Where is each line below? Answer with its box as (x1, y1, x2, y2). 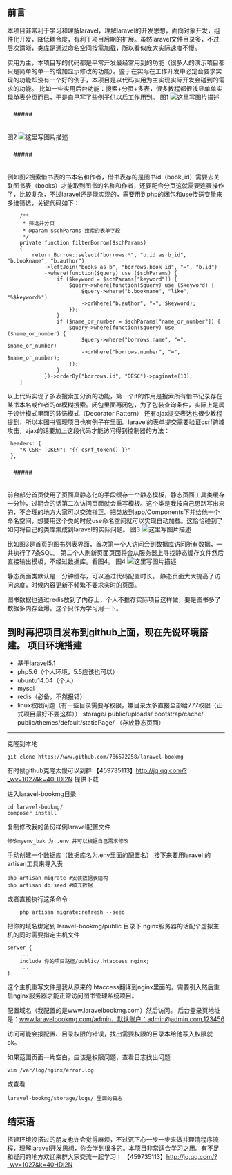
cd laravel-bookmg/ (7, 804, 64, 811)
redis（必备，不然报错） (17, 692, 86, 701)
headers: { (10, 441, 41, 448)
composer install (7, 810, 57, 817)
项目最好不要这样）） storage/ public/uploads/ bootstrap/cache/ (23, 709, 204, 718)
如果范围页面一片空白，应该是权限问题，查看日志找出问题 (7, 1053, 171, 1061)
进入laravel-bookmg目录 (7, 790, 77, 798)
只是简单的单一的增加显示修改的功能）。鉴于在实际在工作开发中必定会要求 (7, 67, 216, 75)
